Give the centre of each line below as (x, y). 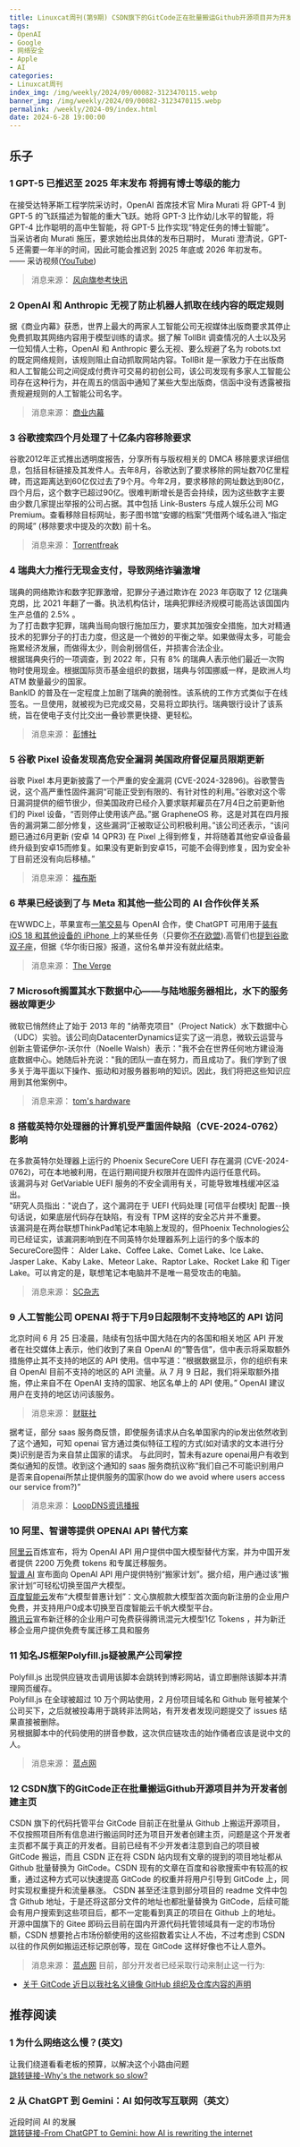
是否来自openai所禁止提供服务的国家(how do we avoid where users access (147, 1477)
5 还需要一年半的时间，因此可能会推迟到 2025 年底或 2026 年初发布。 (138, 249)
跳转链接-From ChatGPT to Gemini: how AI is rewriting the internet (131, 2133)
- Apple (24, 59)
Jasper (22, 1261)
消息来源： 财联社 (63, 1413)
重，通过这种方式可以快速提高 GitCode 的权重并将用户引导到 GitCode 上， (146, 1879)
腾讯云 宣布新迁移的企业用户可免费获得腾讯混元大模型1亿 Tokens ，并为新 (144, 1619)
